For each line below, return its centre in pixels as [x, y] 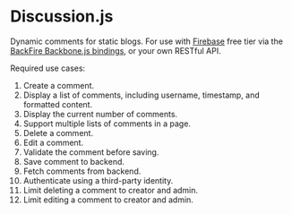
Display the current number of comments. [100, 114]
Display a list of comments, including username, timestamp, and [142, 95]
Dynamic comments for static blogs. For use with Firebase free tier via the [146, 41]
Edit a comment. [53, 142]
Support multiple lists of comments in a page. [107, 124]
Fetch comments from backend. [82, 171]
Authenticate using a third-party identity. [98, 180]
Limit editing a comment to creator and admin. [108, 200]
